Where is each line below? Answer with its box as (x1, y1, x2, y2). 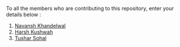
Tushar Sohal (14, 35, 47, 41)
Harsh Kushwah (14, 28, 53, 35)
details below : (6, 11, 42, 18)
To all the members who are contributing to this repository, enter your (6, 5, 174, 12)
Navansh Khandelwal (14, 23, 66, 29)
